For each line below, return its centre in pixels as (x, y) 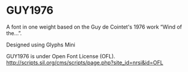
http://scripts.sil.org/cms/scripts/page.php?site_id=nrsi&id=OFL (85, 62)
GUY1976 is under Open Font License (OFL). (61, 56)
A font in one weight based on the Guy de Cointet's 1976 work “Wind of (94, 27)
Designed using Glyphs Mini (41, 45)
